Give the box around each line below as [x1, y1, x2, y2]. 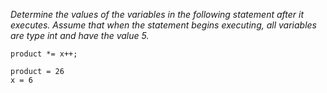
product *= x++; [10, 49, 78, 59]
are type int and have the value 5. [10, 30, 150, 41]
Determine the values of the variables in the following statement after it [10, 9, 305, 20]
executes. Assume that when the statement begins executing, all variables [10, 19, 317, 31]
